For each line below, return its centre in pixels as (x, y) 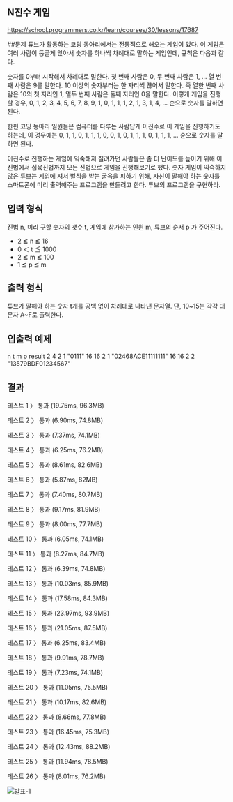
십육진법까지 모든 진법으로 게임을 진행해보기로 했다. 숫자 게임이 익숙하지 (129, 167)
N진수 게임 (29, 13)
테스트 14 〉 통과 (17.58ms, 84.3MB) (57, 598)
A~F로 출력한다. (42, 315)
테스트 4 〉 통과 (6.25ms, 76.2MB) (55, 450)
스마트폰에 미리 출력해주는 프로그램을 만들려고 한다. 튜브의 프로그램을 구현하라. (114, 184)
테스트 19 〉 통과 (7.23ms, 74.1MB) (55, 673)
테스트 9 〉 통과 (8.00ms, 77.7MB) (55, 524)
